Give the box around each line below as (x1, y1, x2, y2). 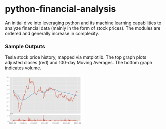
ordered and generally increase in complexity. (5, 30, 100, 36)
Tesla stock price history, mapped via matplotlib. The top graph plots (5, 54, 147, 60)
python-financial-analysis (5, 3, 116, 15)
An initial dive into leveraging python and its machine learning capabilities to (5, 20, 162, 26)
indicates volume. (5, 65, 41, 71)
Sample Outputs (5, 43, 45, 50)
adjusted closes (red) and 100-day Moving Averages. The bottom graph (5, 60, 152, 66)
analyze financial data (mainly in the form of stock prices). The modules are (5, 25, 161, 31)
